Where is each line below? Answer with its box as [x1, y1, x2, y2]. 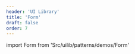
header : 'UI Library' [6, 8, 60, 15]
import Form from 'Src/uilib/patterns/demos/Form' [6, 42, 130, 49]
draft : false [6, 20, 39, 26]
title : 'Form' [6, 14, 42, 20]
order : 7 [6, 25, 28, 31]
